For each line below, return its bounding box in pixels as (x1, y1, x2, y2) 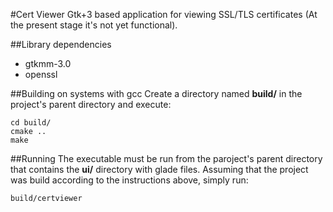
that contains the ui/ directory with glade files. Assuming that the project (10, 164, 309, 175)
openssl (24, 69, 58, 80)
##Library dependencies (10, 39, 112, 50)
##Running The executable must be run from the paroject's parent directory (10, 153, 323, 164)
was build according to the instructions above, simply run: (10, 174, 249, 186)
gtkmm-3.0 (24, 58, 72, 69)
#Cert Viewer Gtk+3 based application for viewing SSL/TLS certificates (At (10, 9, 318, 20)
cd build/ (10, 118, 52, 128)
